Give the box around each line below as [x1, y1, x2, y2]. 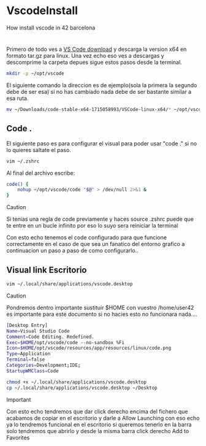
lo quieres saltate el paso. [6, 146, 72, 153]
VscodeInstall [6, 4, 78, 18]
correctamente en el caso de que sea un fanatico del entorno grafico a [6, 240, 185, 248]
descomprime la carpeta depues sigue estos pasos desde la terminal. [6, 59, 182, 66]
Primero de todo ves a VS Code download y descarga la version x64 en [6, 45, 187, 53]
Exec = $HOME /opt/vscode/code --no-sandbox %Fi [6, 339, 124, 345]
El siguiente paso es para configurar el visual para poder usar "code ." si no [6, 139, 197, 147]
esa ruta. [6, 94, 29, 102]
